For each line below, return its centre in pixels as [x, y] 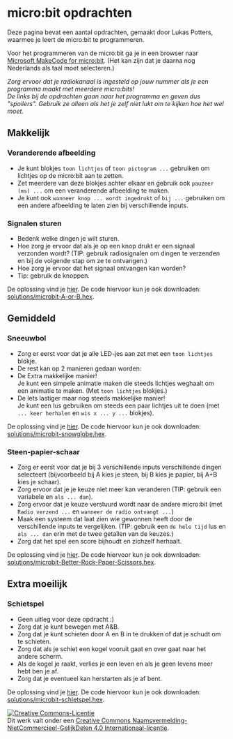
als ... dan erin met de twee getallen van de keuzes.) [95, 533]
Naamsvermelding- [160, 720]
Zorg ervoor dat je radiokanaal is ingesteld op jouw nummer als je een [108, 81]
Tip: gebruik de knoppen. [54, 275]
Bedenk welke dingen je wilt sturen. [68, 238]
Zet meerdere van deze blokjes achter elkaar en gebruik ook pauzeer [115, 183]
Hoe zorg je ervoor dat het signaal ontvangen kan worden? [102, 268]
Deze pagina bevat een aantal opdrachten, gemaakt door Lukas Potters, [110, 32]
